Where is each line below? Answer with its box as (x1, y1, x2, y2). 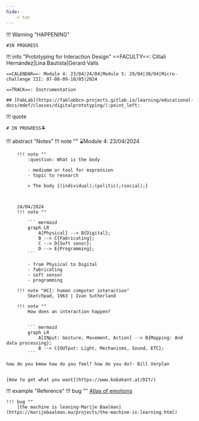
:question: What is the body (27, 156, 100, 162)
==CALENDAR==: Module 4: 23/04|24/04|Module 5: (6, 71, 127, 77)
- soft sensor (27, 272, 63, 278)
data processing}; (6, 340, 52, 346)
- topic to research (27, 172, 79, 178)
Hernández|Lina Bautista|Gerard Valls (6, 59, 99, 66)
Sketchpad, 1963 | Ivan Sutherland (27, 293, 117, 299)
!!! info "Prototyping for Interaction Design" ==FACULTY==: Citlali (6, 53, 166, 60)
